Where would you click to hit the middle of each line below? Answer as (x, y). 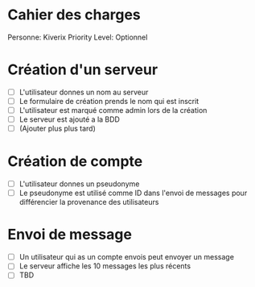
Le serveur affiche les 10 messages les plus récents (105, 266)
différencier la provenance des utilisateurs (89, 202)
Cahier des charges (74, 15)
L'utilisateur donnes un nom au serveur (84, 92)
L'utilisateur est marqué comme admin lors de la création (113, 110)
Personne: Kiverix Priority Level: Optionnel (78, 37)
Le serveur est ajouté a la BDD (69, 119)
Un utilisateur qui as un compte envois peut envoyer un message (127, 257)
